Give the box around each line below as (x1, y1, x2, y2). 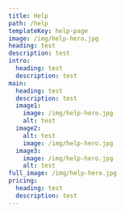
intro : (8, 57, 31, 65)
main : (8, 79, 27, 87)
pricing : (8, 177, 38, 185)
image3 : (15, 147, 42, 155)
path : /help (8, 19, 48, 27)
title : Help (8, 11, 48, 20)
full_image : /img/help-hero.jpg (8, 169, 117, 177)
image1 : (15, 102, 42, 110)
